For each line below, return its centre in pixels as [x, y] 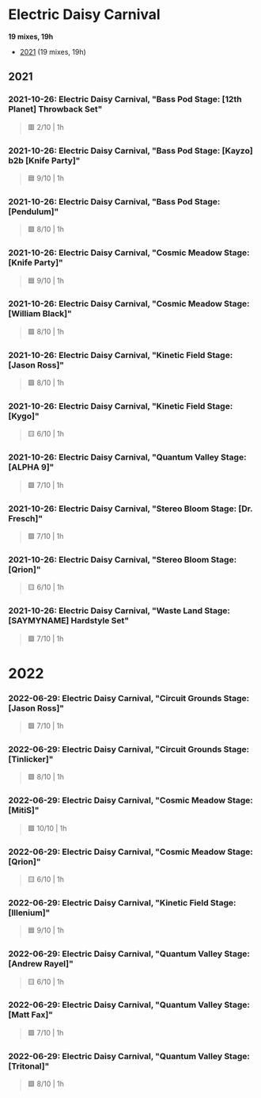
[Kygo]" [24, 416]
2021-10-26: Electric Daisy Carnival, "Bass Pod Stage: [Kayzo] [130, 151]
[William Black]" [40, 314]
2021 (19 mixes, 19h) [53, 51]
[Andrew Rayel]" [41, 964]
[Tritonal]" [29, 1066]
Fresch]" [26, 518]
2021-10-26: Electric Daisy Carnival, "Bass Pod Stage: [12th [125, 99]
